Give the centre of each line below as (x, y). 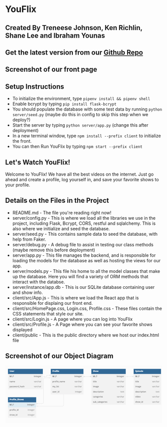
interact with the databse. (39, 282)
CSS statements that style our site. (48, 313)
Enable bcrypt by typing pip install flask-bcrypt (64, 104)
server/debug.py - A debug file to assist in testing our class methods (83, 244)
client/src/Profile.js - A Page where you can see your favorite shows (82, 324)
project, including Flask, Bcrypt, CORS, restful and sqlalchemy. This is (84, 223)
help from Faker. (29, 239)
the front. (22, 141)
